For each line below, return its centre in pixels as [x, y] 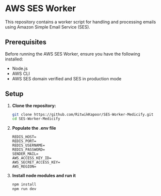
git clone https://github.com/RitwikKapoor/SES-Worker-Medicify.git [83, 114]
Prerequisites [26, 42]
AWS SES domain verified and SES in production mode [67, 78]
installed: [14, 59]
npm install [24, 184]
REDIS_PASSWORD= [28, 150]
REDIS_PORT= [24, 141]
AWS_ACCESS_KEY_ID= [32, 158]
